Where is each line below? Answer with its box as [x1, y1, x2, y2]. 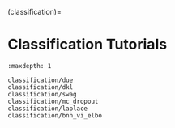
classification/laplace [7, 105, 88, 113]
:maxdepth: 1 [7, 62, 52, 70]
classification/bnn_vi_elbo [7, 111, 103, 120]
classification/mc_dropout [7, 97, 99, 105]
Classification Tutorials [7, 36, 168, 53]
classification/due [7, 76, 74, 84]
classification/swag [7, 90, 78, 98]
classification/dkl [7, 83, 74, 92]
